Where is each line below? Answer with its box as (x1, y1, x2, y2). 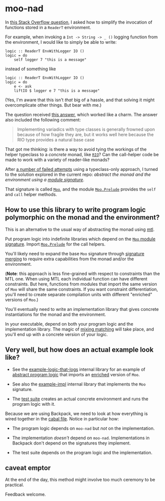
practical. (5, 482, 25, 488)
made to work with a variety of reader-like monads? (5, 157, 110, 163)
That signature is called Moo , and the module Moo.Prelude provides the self (5, 186, 156, 192)
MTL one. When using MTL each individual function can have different (5, 276, 148, 281)
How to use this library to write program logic (5, 206, 146, 214)
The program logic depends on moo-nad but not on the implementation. (12, 425, 155, 431)
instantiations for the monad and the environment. (5, 311, 107, 317)
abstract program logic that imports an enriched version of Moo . (12, 371, 140, 377)
